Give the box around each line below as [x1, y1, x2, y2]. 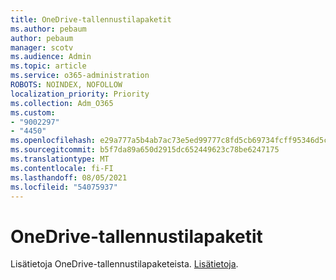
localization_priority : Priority [10, 89, 150, 99]
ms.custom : [10, 107, 56, 118]
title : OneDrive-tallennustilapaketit [10, 14, 172, 25]
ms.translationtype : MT [10, 154, 110, 164]
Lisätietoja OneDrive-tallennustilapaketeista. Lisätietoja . [10, 258, 239, 270]
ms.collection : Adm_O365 [10, 98, 114, 108]
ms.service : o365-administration [10, 71, 150, 81]
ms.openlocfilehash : [10, 136, 97, 146]
